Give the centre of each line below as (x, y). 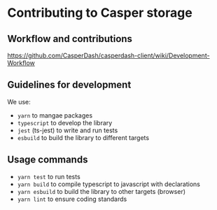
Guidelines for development (69, 85)
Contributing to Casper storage (100, 13)
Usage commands (48, 160)
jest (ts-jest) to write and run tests (68, 130)
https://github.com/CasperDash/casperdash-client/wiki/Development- (108, 55)
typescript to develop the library (65, 122)
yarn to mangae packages (55, 115)
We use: (19, 101)
